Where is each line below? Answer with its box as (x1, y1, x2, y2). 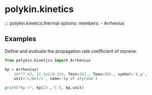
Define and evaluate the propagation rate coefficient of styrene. (5, 48, 137, 54)
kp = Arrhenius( (5, 67, 39, 72)
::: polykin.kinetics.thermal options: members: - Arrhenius (5, 20, 125, 26)
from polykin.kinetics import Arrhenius (5, 58, 91, 63)
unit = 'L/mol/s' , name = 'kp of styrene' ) (14, 76, 98, 81)
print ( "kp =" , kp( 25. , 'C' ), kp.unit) (5, 85, 84, 90)
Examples (5, 35, 36, 43)
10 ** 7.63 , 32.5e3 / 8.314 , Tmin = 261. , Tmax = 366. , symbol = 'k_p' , (14, 71, 147, 76)
